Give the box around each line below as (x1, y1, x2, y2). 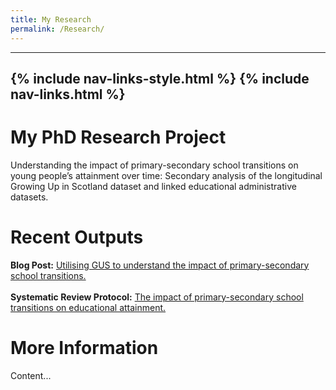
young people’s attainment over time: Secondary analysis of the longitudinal (10, 169, 323, 181)
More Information (10, 336, 159, 359)
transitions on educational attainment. (10, 301, 167, 313)
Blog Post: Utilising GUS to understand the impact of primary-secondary (10, 259, 310, 271)
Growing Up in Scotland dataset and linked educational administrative (10, 180, 297, 192)
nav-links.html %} (10, 86, 126, 103)
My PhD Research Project (10, 126, 227, 149)
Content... (10, 369, 52, 381)
